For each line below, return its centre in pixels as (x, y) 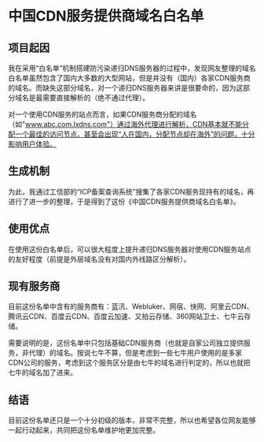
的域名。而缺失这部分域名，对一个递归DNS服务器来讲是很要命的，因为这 (126, 88)
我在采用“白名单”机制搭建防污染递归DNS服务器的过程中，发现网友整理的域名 (132, 68)
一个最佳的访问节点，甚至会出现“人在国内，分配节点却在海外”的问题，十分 (135, 134)
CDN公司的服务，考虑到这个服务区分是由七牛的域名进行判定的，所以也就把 (129, 362)
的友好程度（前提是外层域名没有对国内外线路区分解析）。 (99, 259)
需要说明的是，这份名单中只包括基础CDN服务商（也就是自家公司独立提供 (126, 343)
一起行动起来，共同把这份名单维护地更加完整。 (84, 430)
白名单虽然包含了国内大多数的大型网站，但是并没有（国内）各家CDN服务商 (129, 78)
